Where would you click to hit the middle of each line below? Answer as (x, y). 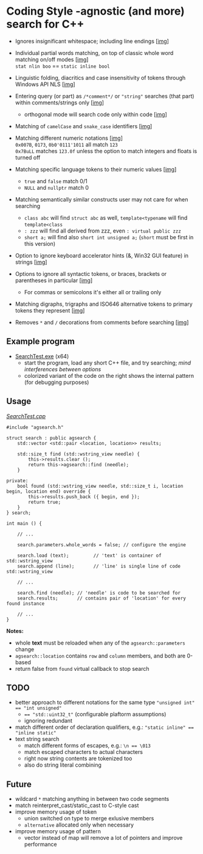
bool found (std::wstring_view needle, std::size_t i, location (100, 486)
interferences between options (63, 369)
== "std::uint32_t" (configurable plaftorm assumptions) (95, 714)
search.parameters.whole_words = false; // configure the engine (102, 545)
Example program (40, 342)
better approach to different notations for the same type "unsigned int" (105, 703)
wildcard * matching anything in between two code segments (92, 799)
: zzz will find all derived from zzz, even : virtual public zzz (102, 231)
